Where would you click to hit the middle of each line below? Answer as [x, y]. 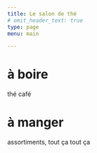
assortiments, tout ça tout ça [49, 142]
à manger [35, 122]
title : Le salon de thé [42, 14]
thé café [19, 94]
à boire [28, 74]
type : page [23, 27]
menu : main [23, 33]
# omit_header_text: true [45, 20]
